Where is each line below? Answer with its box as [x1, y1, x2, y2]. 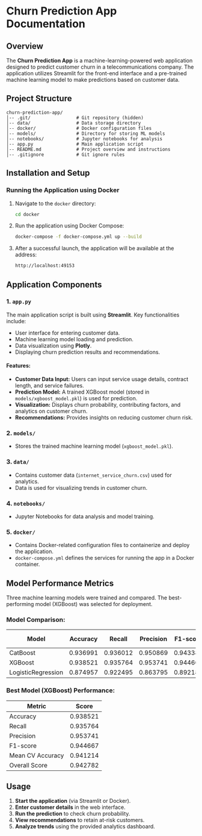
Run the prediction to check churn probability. [14, 810, 130, 817]
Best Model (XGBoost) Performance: [6, 686, 115, 695]
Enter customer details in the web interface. [14, 803, 126, 811]
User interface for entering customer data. [14, 329, 120, 336]
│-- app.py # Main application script [6, 141, 144, 147]
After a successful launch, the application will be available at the [14, 245, 174, 252]
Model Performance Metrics [6, 578, 114, 588]
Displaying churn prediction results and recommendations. [14, 348, 161, 356]
